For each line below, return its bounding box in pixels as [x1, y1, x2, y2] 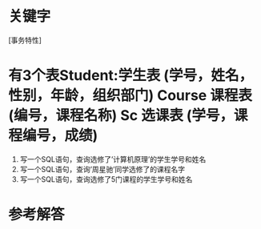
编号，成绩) [22, 127, 98, 145]
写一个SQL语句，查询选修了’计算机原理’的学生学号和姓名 [19, 154, 207, 164]
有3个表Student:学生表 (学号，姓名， [8, 66, 254, 85]
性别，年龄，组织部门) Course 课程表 [8, 86, 252, 105]
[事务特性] [8, 35, 42, 45]
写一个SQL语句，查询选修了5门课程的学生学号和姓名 [19, 174, 193, 184]
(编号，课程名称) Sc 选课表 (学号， [8, 106, 235, 125]
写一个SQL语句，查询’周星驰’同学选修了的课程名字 [19, 164, 186, 174]
